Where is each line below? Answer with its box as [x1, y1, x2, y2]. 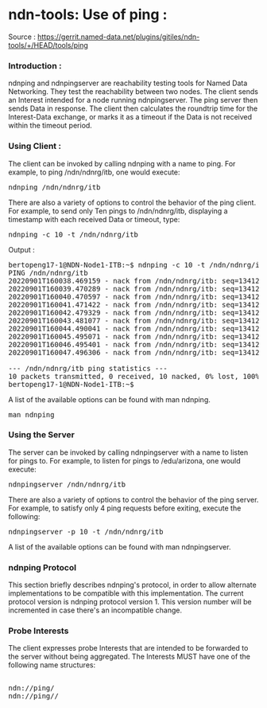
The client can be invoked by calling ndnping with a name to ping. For [8, 158, 236, 168]
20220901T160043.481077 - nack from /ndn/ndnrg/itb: [8, 316, 219, 325]
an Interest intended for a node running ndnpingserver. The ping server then [8, 96, 258, 105]
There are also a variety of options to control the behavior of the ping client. [8, 198, 257, 207]
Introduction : [8, 60, 62, 71]
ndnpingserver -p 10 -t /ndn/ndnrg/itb [8, 527, 164, 536]
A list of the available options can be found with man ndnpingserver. [8, 542, 231, 551]
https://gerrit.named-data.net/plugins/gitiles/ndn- [37, 32, 200, 41]
